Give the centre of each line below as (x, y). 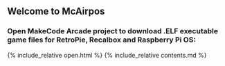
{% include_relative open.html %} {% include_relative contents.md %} (107, 55)
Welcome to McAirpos (56, 11)
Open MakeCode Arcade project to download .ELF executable (112, 31)
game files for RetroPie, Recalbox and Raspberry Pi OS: (101, 40)
